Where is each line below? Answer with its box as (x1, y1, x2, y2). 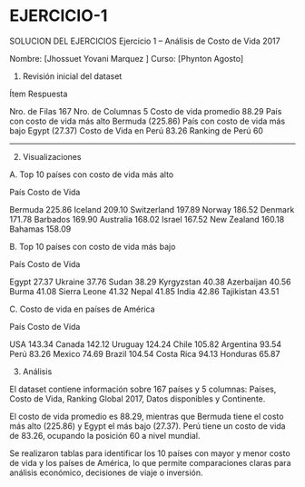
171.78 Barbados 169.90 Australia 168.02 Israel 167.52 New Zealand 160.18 (9, 214, 285, 224)
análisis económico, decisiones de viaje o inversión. (9, 467, 203, 478)
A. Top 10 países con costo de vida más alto (9, 169, 174, 180)
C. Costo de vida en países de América (9, 303, 156, 314)
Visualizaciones (22, 151, 82, 162)
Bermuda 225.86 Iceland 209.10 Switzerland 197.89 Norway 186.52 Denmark (9, 204, 295, 214)
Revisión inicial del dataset (22, 70, 123, 82)
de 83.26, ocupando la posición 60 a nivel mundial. (9, 430, 201, 441)
